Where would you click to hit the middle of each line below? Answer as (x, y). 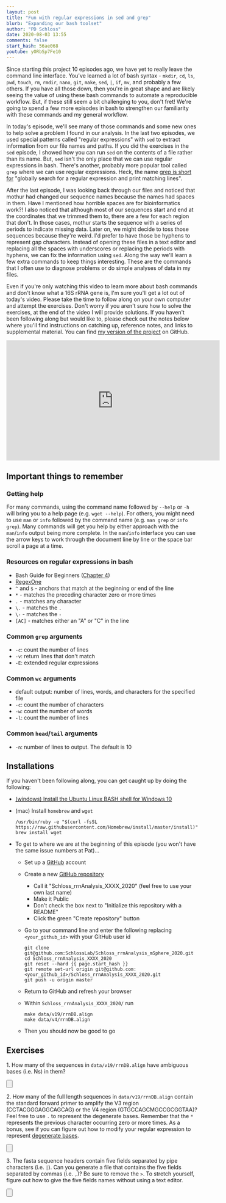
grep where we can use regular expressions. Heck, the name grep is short (99, 172)
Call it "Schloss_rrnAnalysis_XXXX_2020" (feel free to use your (112, 886)
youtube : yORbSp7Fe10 (34, 52)
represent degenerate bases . (43, 1136)
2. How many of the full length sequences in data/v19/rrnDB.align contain (100, 1097)
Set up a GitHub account (55, 862)
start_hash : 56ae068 (33, 46)
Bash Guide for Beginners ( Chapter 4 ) (63, 575)
